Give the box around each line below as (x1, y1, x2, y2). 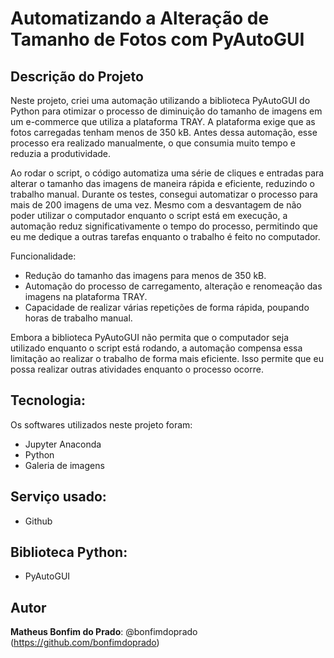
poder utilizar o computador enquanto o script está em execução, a (10, 210, 288, 221)
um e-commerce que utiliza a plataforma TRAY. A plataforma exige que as (10, 116, 316, 127)
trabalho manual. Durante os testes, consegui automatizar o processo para (10, 188, 318, 200)
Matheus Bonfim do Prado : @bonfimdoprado (10, 626, 198, 638)
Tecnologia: (10, 392, 86, 409)
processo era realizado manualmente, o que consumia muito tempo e (10, 137, 296, 149)
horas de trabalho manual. (24, 312, 133, 324)
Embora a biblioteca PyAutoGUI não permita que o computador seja (10, 332, 290, 343)
